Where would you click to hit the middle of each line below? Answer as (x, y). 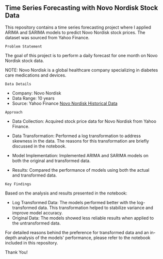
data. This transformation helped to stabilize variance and (96, 208)
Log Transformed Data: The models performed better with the (74, 202)
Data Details (18, 84)
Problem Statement (24, 46)
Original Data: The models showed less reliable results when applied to (83, 218)
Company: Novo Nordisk (37, 93)
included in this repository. (32, 243)
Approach (14, 112)
